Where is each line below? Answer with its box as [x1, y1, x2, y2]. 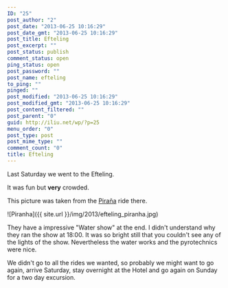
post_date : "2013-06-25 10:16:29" [7, 23, 106, 30]
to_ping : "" [7, 81, 41, 88]
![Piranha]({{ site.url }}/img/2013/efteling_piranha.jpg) [7, 209, 159, 218]
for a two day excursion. [7, 273, 76, 281]
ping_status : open [7, 61, 60, 68]
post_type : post [7, 132, 54, 138]
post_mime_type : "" [7, 138, 63, 145]
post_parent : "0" [7, 112, 57, 119]
